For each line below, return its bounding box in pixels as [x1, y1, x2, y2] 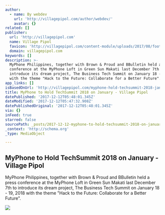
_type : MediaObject [5, 131, 45, 136]
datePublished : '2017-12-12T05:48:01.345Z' [5, 94, 96, 99]
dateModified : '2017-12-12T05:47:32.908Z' [5, 99, 93, 104]
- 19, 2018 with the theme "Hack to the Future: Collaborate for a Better [5, 190, 147, 196]
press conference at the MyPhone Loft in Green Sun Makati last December [5, 179, 156, 185]
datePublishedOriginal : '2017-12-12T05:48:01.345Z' [5, 104, 113, 108]
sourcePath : [5, 122, 29, 127]
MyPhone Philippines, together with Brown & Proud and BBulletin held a [5, 175, 150, 180]
